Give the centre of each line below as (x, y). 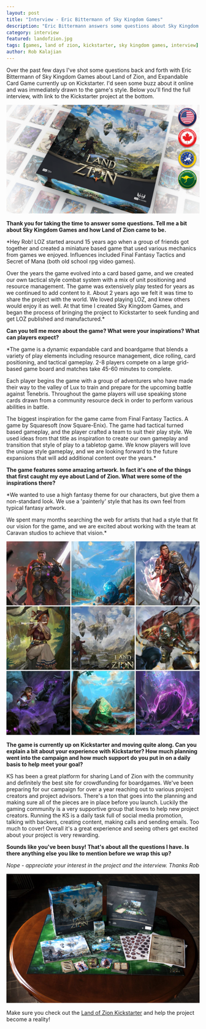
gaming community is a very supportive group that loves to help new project (103, 809)
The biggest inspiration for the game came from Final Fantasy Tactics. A (97, 419)
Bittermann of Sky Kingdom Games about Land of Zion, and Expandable (97, 76)
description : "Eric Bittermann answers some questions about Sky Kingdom (103, 26)
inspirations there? (31, 483)
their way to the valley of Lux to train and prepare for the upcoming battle (99, 388)
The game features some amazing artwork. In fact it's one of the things (99, 470)
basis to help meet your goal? (45, 764)
